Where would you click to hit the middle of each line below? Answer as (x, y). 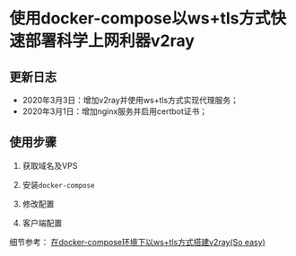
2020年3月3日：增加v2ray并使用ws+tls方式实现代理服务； (131, 100)
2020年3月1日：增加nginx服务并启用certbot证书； (115, 111)
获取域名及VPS (50, 165)
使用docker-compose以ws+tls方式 (140, 18)
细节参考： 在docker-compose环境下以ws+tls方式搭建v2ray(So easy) (138, 242)
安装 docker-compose (59, 184)
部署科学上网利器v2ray (110, 41)
